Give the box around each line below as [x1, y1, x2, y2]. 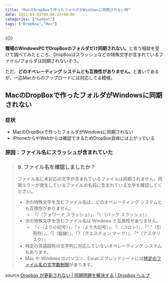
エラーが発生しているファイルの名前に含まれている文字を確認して [22, 182, 158, 188]
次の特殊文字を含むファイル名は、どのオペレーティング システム [25, 199, 158, 205]
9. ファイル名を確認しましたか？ [17, 163, 96, 170]
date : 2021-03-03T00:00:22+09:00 [5, 12, 75, 17]
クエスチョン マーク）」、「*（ [84, 230, 143, 236]
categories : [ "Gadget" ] [5, 17, 55, 22]
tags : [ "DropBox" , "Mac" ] [5, 21, 57, 27]
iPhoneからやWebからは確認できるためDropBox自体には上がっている [12, 135, 155, 141]
